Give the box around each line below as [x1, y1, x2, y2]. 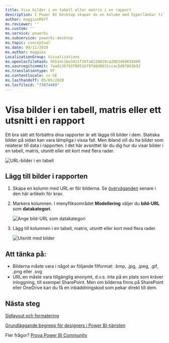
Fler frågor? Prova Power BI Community [5, 332, 88, 338]
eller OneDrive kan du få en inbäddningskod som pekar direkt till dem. [12, 284, 157, 291]
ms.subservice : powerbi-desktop [5, 36, 73, 41]
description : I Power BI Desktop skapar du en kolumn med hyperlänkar [5, 12, 156, 17]
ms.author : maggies [5, 49, 46, 54]
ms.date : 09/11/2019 [5, 45, 49, 50]
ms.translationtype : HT [5, 69, 55, 74]
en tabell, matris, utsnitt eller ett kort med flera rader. [5, 147, 115, 154]
